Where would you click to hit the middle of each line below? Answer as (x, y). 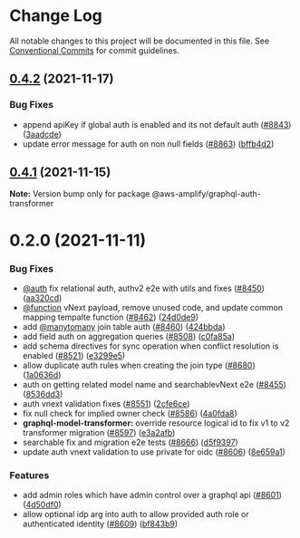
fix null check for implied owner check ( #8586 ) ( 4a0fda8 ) (130, 413)
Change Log (56, 16)
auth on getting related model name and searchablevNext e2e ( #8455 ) (155, 384)
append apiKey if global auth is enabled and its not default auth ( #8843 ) (157, 124)
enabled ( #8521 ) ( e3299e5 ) (74, 355)
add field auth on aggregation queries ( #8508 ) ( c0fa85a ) (129, 336)
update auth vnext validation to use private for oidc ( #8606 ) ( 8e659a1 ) (154, 452)
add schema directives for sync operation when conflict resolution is (150, 346)
